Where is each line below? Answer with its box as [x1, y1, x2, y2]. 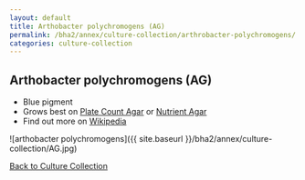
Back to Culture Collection [9, 161, 108, 172]
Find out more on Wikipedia [22, 115, 127, 127]
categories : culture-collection [9, 38, 132, 48]
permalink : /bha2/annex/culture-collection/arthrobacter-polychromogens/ [9, 30, 297, 39]
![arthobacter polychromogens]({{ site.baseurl [9, 134, 184, 145]
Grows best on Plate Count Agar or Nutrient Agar [22, 106, 207, 117]
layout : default [9, 13, 71, 23]
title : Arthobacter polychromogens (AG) [9, 22, 166, 31]
